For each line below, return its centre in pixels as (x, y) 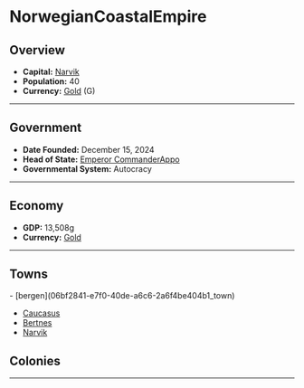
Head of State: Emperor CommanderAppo (101, 159)
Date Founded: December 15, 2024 (89, 149)
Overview (38, 50)
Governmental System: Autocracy (87, 168)
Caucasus (41, 313)
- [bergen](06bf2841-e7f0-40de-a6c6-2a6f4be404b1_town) (122, 296)
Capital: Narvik (51, 71)
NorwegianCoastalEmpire (108, 17)
